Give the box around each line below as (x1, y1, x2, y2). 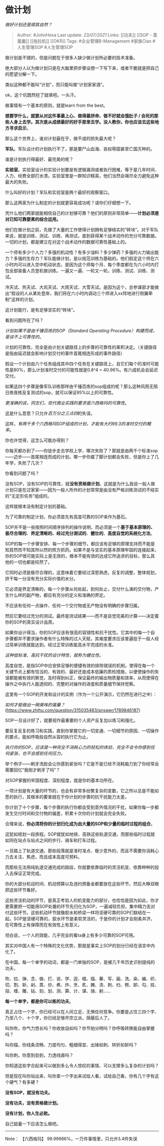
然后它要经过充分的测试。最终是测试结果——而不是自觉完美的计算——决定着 (5, 613, 159, 619)
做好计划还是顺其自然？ (5, 22, 52, 27)
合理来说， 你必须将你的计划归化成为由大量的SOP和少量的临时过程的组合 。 (5, 821, 155, 827)
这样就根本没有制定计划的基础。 (5, 503, 69, 509)
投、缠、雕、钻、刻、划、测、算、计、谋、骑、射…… (5, 988, 111, 994)
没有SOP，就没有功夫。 (5, 1089, 53, 1095)
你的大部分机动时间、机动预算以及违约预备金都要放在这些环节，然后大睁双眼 (5, 881, 159, 886)
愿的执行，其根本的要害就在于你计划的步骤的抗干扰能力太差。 (5, 794, 129, 800)
